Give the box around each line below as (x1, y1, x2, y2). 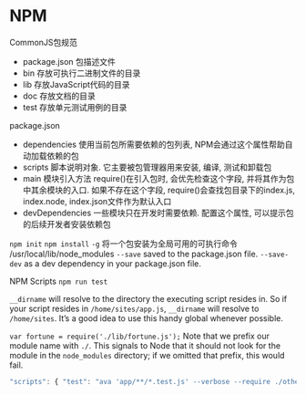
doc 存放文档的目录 (22, 90, 96, 101)
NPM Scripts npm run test (9, 275, 108, 286)
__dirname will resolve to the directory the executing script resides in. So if (9, 293, 288, 304)
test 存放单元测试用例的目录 (22, 101, 127, 112)
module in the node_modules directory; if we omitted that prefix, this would (9, 349, 285, 360)
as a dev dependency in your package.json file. (24, 257, 202, 269)
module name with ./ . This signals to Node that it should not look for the (9, 339, 280, 351)
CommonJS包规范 (9, 36, 77, 47)
